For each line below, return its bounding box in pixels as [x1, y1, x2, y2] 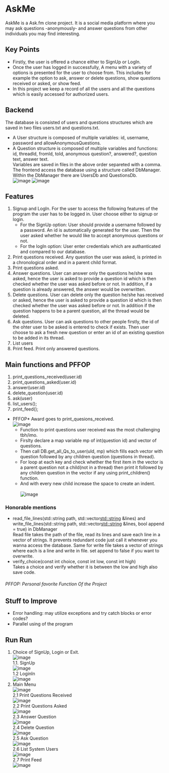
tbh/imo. [20, 432, 38, 438]
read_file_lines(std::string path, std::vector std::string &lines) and [12, 516, 145, 522]
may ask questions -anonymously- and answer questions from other [5, 25, 147, 31]
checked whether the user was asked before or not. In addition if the [12, 303, 155, 309]
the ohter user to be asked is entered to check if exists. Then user [12, 324, 150, 330]
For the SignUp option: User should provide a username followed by [20, 222, 161, 228]
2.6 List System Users [12, 746, 59, 752]
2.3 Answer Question [12, 713, 57, 720]
